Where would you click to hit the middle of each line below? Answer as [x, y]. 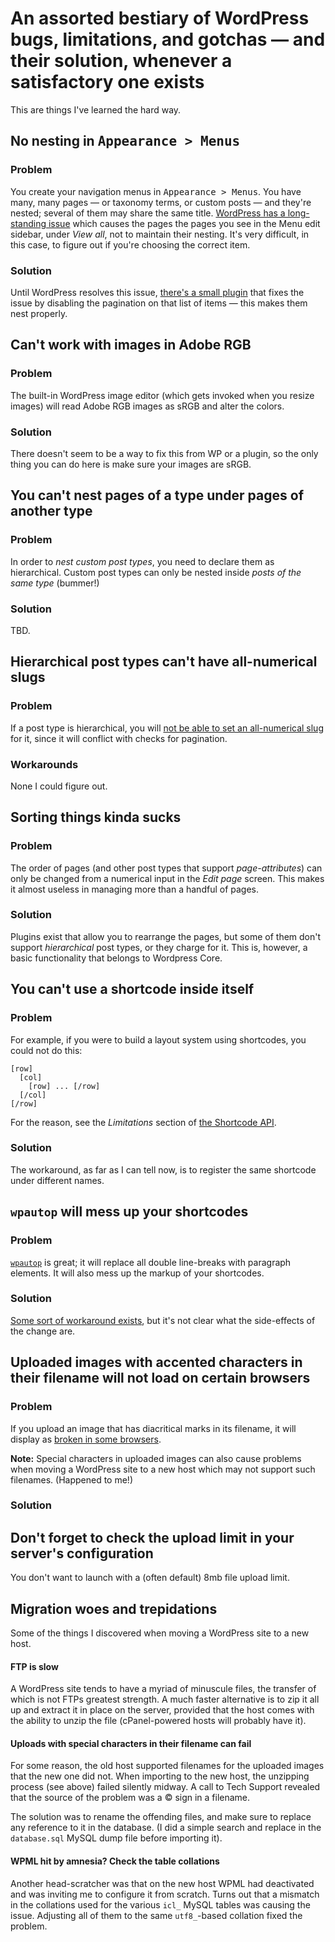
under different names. [57, 1180]
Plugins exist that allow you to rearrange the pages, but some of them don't [166, 936]
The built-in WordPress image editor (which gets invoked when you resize [162, 395]
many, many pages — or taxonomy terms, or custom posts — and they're [161, 202]
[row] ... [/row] [64, 1086]
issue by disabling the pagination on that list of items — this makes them [159, 303]
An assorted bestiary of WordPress [160, 18]
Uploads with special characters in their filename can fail [131, 1743]
